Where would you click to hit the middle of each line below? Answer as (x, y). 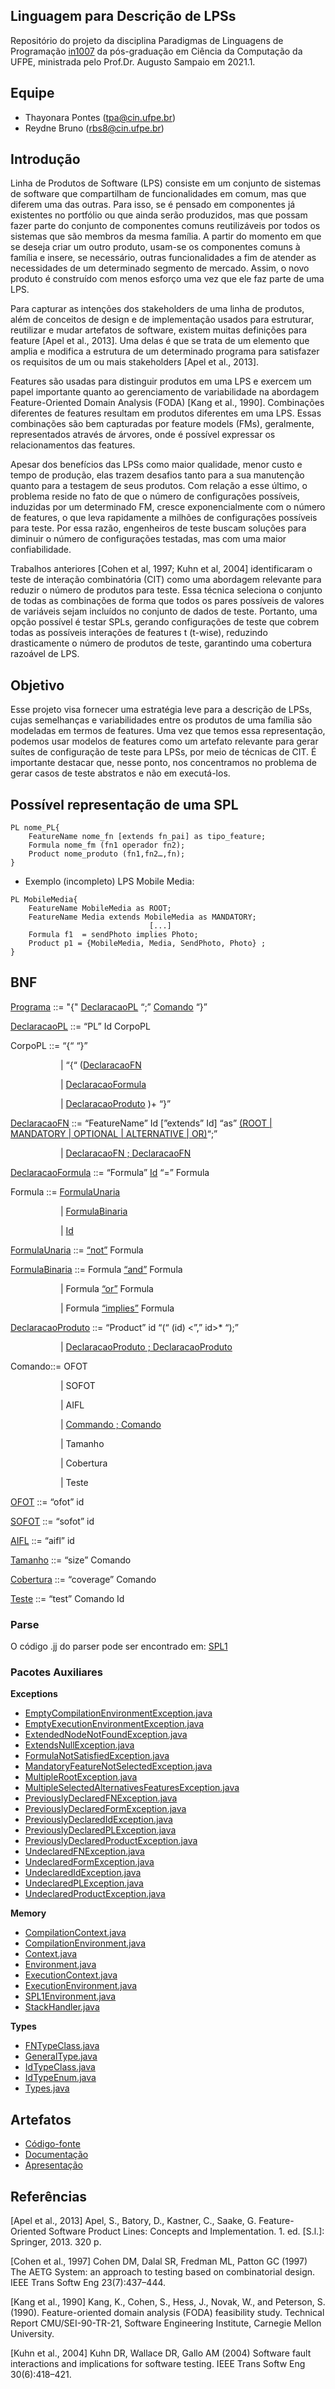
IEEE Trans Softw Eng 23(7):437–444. (88, 2283)
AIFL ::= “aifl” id (42, 1540)
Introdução (45, 159)
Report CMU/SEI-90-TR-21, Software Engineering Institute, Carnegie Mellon (166, 2323)
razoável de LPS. (45, 654)
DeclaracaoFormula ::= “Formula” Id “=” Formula (110, 1172)
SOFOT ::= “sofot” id (52, 1521)
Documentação (56, 2155)
